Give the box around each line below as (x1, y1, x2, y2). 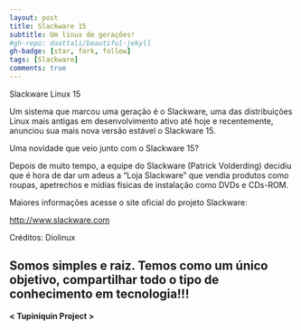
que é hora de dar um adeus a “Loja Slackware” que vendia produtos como (9, 169, 289, 181)
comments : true (9, 64, 67, 73)
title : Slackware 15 (9, 22, 88, 31)
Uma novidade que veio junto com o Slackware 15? (9, 142, 199, 154)
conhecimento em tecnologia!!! (9, 287, 190, 302)
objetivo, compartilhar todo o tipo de (9, 272, 220, 288)
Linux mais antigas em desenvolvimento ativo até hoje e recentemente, (9, 115, 274, 127)
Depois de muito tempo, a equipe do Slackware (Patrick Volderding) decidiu (9, 160, 292, 171)
